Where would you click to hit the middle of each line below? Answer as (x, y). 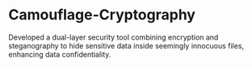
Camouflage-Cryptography (102, 15)
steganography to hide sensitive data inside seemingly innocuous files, (126, 45)
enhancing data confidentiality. (60, 54)
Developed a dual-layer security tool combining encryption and (113, 37)
